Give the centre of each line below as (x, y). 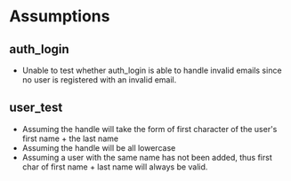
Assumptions (60, 16)
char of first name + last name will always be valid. (115, 167)
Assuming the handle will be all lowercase (99, 147)
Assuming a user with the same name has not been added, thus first (147, 157)
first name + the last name (70, 138)
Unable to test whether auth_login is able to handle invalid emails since (152, 70)
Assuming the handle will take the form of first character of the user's (150, 129)
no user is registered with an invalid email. (99, 80)
